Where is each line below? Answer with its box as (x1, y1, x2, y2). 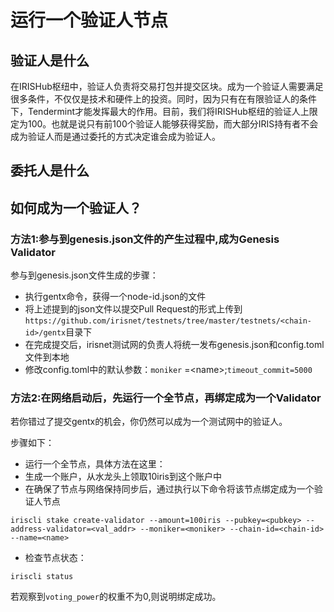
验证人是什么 (10, 52, 90, 69)
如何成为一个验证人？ (10, 199, 142, 216)
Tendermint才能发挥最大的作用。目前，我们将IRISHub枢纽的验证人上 (27, 106, 310, 117)
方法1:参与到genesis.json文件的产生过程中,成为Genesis (10, 232, 280, 246)
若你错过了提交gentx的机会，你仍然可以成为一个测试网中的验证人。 (10, 416, 288, 428)
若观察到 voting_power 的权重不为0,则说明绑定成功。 (10, 591, 222, 603)
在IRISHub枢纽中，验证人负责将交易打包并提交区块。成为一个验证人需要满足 (10, 81, 324, 92)
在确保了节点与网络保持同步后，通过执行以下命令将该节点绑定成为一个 (24, 483, 315, 495)
